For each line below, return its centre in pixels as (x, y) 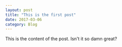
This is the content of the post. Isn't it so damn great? (61, 39)
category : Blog (21, 24)
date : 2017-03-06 (24, 19)
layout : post (19, 10)
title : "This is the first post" (41, 15)
